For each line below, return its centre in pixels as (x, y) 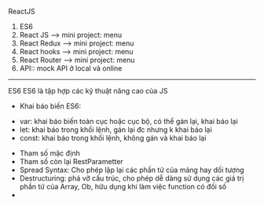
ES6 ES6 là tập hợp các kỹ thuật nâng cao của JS (88, 91)
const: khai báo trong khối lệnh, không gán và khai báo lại (113, 138)
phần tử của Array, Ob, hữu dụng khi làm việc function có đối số (123, 187)
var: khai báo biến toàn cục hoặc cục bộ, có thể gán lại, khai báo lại (128, 121)
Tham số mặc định (49, 153)
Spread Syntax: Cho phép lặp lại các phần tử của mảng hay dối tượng (132, 170)
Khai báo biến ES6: (50, 106)
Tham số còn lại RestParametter (71, 161)
